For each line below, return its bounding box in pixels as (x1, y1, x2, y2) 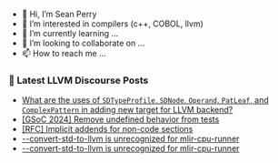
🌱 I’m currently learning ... (21, 28, 119, 38)
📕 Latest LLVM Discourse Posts (8, 74, 149, 87)
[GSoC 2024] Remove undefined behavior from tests (21, 114, 220, 125)
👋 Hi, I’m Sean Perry (21, 9, 97, 19)
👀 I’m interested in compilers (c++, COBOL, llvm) (21, 18, 204, 29)
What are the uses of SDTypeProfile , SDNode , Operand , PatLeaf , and (21, 95, 269, 106)
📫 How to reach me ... (21, 48, 106, 58)
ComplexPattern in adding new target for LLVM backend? (21, 105, 233, 116)
